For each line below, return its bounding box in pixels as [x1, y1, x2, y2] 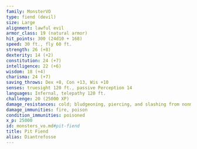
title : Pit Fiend [6, 128, 49, 135]
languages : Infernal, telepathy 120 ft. [6, 90, 107, 96]
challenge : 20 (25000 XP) [6, 96, 69, 101]
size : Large [6, 19, 35, 25]
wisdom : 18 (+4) [6, 69, 46, 74]
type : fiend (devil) [6, 14, 57, 20]
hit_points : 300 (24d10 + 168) [6, 36, 83, 42]
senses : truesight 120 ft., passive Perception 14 [6, 85, 133, 91]
